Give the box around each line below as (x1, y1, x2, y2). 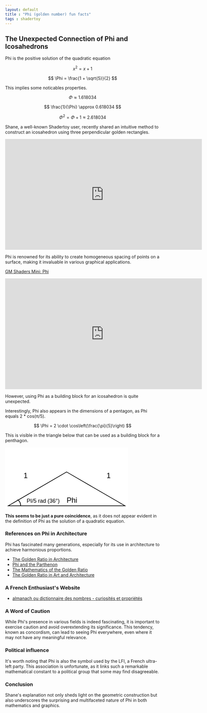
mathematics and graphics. (5, 702, 60, 708)
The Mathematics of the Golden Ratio (12, 567, 88, 573)
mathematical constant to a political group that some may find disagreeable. (5, 668, 159, 675)
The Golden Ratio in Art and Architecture (12, 572, 95, 578)
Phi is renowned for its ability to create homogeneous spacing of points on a (5, 254, 160, 259)
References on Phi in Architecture (5, 530, 88, 537)
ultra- (146, 658, 157, 664)
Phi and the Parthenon (12, 561, 58, 567)
